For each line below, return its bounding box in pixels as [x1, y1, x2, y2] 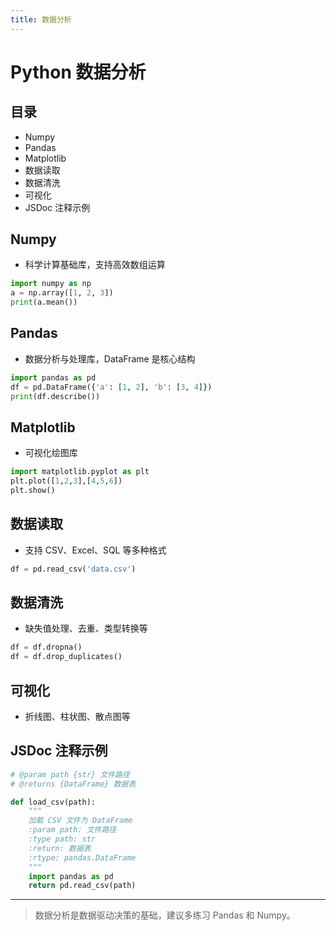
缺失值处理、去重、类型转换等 [24, 622, 148, 635]
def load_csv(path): [10, 797, 97, 807]
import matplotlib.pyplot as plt [10, 467, 150, 477]
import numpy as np [10, 279, 92, 289]
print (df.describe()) [10, 391, 101, 401]
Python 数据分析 [10, 61, 147, 83]
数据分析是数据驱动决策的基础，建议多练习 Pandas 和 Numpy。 [34, 909, 296, 921]
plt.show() [10, 486, 56, 496]
